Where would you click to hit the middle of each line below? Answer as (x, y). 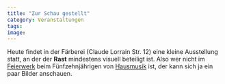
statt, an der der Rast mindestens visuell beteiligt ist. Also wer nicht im (106, 59)
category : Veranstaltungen (45, 20)
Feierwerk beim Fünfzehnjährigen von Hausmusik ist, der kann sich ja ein (110, 66)
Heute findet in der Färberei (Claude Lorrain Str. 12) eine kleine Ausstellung (112, 52)
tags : (15, 26)
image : (16, 32)
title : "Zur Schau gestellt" (49, 13)
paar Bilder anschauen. (40, 74)
